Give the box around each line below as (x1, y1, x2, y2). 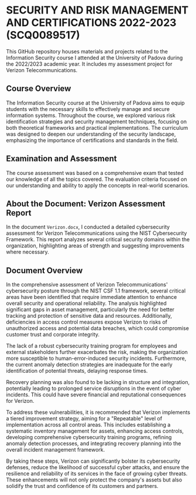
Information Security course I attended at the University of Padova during (6, 54, 183, 61)
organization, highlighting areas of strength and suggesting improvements (6, 242, 184, 250)
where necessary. (6, 248, 50, 255)
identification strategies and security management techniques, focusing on (6, 118, 187, 125)
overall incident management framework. (6, 446, 105, 453)
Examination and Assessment (6, 154, 117, 164)
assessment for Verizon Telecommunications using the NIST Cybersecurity (6, 230, 187, 237)
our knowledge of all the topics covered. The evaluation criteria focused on (6, 176, 187, 183)
